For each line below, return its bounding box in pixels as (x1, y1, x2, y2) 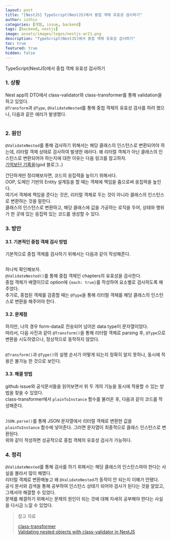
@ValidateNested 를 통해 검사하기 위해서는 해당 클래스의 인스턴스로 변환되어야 (5, 142, 160, 149)
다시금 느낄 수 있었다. (10, 502, 53, 508)
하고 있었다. (5, 98, 29, 104)
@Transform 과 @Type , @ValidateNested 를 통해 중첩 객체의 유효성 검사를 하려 (5, 105, 156, 111)
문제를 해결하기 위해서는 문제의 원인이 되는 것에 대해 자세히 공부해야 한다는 (5, 495, 154, 502)
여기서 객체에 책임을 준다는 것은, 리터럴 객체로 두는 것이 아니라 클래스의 (5, 192, 147, 198)
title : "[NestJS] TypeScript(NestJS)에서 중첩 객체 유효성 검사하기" (5, 12, 142, 17)
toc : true (5, 41, 27, 46)
